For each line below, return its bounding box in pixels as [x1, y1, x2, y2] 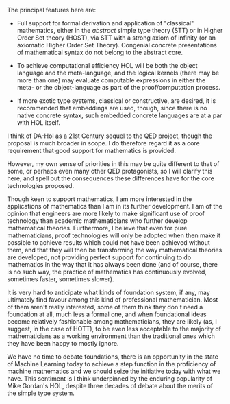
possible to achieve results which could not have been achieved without [7, 239, 210, 246]
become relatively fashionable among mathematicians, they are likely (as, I [7, 318, 218, 325]
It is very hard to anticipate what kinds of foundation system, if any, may [7, 288, 210, 296]
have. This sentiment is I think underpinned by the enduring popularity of [7, 375, 213, 383]
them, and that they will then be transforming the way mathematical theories [7, 246, 222, 254]
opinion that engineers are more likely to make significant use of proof [7, 209, 205, 217]
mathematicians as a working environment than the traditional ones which [7, 332, 216, 340]
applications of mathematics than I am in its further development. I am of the [7, 202, 222, 210]
